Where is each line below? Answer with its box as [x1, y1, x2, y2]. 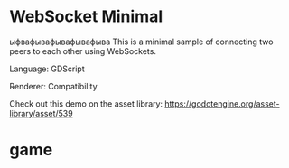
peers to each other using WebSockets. [9, 45, 156, 56]
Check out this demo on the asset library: [9, 98, 163, 109]
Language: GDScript [9, 63, 85, 74]
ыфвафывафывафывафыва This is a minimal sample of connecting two [9, 36, 274, 47]
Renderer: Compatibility [9, 80, 98, 91]
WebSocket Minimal [9, 6, 163, 27]
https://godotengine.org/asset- [164, 98, 280, 109]
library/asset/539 [9, 107, 74, 118]
